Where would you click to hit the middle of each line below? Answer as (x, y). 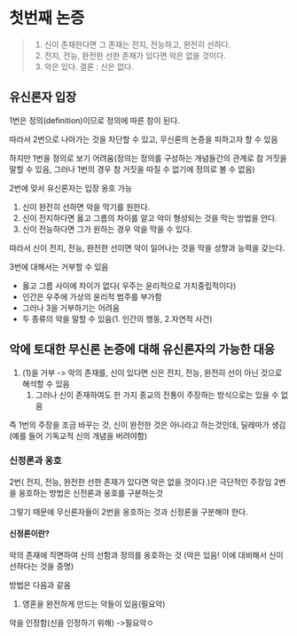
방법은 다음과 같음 (40, 585)
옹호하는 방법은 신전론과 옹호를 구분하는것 (91, 492)
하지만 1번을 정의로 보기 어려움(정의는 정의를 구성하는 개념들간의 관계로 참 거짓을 (148, 158)
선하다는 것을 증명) (42, 566)
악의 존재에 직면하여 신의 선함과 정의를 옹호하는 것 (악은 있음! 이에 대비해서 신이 (146, 555)
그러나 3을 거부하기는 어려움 (70, 308)
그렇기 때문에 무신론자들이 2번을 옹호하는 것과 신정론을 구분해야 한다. (129, 512)
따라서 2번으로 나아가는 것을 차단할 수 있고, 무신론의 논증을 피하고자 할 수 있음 (144, 139)
